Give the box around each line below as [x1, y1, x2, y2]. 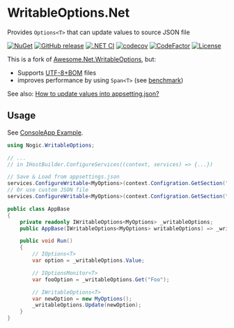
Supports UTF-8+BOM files [17, 68, 96, 77]
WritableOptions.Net [7, 5, 130, 21]
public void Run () [19, 237, 73, 245]
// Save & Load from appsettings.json [7, 173, 120, 181]
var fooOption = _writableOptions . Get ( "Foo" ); [32, 276, 170, 283]
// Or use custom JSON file [7, 186, 89, 193]
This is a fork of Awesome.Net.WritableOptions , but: [7, 54, 157, 64]
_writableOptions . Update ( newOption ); [32, 301, 141, 308]
